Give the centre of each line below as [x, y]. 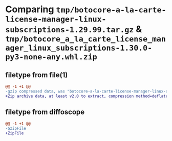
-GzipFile [16, 129]
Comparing [30, 9]
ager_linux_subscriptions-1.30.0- [79, 48]
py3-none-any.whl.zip [51, 57]
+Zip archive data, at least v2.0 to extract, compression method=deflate [87, 96]
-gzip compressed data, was [35, 91]
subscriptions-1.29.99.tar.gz [70, 30]
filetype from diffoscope [45, 112]
